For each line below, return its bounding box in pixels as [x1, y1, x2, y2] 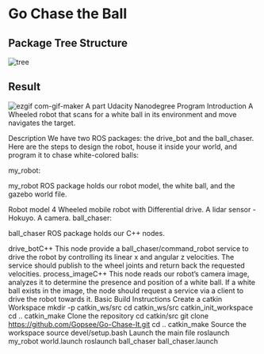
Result [8, 80, 41, 93]
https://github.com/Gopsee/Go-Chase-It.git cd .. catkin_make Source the [8, 319, 247, 329]
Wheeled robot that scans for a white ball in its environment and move [8, 109, 237, 119]
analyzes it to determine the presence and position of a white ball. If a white [8, 277, 256, 287]
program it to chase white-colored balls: [8, 150, 140, 159]
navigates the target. [8, 118, 76, 128]
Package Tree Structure [8, 36, 128, 50]
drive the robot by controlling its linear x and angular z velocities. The [8, 252, 235, 261]
